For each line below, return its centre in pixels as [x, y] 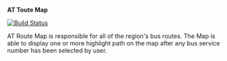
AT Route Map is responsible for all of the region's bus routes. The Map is [111, 36]
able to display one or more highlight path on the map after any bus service [113, 43]
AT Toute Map [28, 10]
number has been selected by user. [57, 50]
